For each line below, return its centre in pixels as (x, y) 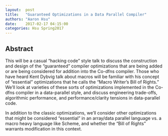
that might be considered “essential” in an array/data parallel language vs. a (83, 118)
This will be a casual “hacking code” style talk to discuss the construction (81, 60)
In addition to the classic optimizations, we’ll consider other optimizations (81, 112)
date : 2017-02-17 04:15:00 (37, 24)
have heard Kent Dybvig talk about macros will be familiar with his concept (82, 76)
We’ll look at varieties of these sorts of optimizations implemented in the (80, 87)
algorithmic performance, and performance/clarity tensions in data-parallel (83, 97)
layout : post (20, 10)
